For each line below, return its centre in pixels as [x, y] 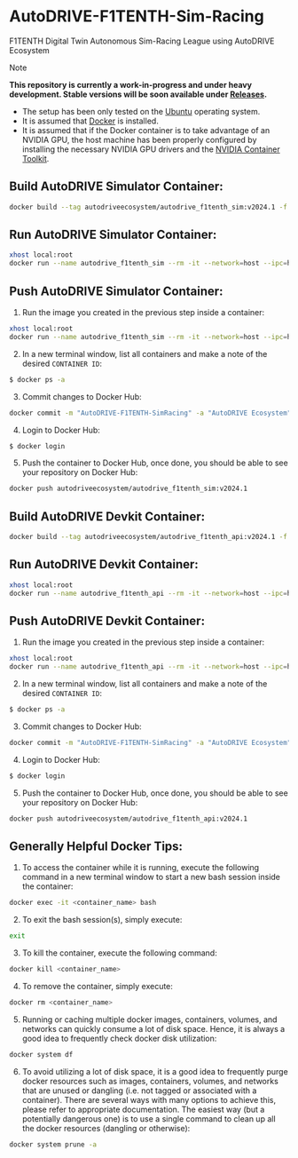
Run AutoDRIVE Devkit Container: [104, 564]
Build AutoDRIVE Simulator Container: [116, 187]
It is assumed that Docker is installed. [90, 121]
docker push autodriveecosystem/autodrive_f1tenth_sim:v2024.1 [129, 489]
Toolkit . [35, 158]
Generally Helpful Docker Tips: [96, 846]
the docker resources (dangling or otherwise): [106, 1128]
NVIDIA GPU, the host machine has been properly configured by [139, 139]
